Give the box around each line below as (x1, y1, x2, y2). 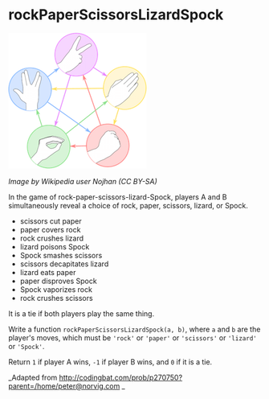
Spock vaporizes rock (19, 284, 92, 294)
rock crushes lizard (19, 233, 84, 243)
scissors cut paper (19, 216, 82, 226)
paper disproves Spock (19, 276, 98, 286)
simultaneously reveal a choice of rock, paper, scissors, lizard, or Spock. (8, 200, 249, 210)
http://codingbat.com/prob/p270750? (59, 372, 183, 382)
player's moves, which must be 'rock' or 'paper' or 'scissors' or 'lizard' (8, 332, 257, 343)
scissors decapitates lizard (19, 259, 109, 269)
